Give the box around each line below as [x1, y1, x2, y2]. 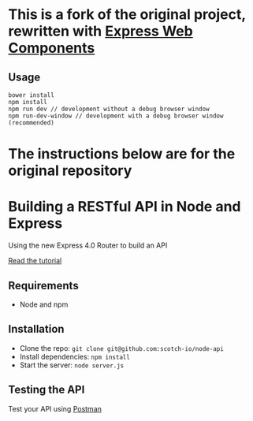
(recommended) [8, 119, 55, 127]
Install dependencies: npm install [19, 352, 130, 361]
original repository [8, 162, 132, 180]
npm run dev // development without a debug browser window [8, 105, 210, 113]
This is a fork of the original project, [8, 6, 246, 24]
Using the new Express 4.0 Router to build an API [8, 240, 168, 250]
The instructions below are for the [8, 145, 236, 163]
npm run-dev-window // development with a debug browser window [8, 112, 224, 120]
